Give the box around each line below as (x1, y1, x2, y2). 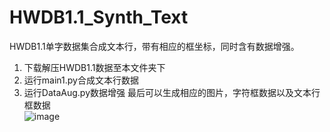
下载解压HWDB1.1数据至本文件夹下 (23, 61, 166, 73)
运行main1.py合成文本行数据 (23, 74, 139, 86)
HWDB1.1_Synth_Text (9, 6, 189, 29)
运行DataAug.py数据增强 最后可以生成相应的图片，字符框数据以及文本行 (23, 86, 321, 98)
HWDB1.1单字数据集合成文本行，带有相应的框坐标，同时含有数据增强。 (9, 40, 300, 52)
